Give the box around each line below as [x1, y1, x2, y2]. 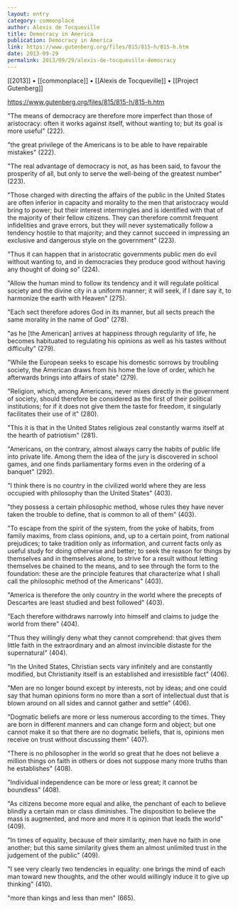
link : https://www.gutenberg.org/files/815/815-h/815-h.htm [7, 43, 190, 51]
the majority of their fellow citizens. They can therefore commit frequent [7, 213, 219, 221]
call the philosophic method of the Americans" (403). [7, 577, 163, 585]
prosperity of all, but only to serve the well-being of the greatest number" [7, 169, 222, 178]
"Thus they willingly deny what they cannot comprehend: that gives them [7, 633, 222, 641]
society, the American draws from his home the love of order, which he [7, 365, 215, 374]
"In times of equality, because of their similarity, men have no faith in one [7, 836, 221, 844]
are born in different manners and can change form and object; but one [7, 720, 217, 728]
